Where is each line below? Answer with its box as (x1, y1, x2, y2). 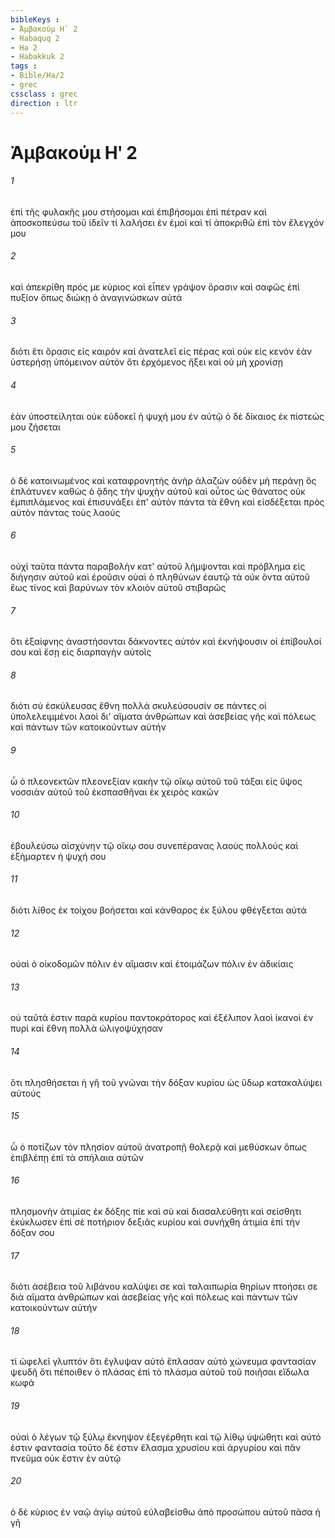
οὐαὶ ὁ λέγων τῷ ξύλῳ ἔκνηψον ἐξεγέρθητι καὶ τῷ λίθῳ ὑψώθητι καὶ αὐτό (10, 1431, 322, 1443)
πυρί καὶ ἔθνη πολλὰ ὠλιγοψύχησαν (10, 1022, 163, 1035)
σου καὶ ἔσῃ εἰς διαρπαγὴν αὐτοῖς (10, 646, 152, 658)
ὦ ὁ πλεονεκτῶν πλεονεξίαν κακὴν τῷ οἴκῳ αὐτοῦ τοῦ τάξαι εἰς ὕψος (10, 775, 303, 787)
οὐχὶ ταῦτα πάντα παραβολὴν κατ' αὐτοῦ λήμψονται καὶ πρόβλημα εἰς (10, 560, 306, 572)
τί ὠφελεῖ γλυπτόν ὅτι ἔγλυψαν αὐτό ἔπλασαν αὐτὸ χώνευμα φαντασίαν (10, 1356, 317, 1368)
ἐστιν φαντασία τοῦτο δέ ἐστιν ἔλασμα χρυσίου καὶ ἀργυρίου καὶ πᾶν (10, 1441, 302, 1453)
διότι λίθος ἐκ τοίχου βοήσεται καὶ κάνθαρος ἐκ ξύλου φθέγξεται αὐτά (10, 904, 307, 916)
